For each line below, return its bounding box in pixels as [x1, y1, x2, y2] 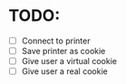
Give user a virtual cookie [21, 56, 117, 67]
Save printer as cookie [21, 46, 106, 56]
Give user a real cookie [21, 66, 108, 77]
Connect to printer [21, 35, 91, 46]
